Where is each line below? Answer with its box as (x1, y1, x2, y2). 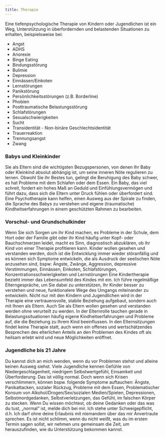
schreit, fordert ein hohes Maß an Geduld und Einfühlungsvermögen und (5, 185, 153, 191)
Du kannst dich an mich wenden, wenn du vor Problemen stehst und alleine (5, 358, 158, 364)
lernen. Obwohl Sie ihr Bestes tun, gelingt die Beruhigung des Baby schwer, (5, 174, 159, 180)
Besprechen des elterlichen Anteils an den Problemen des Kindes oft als (5, 329, 152, 335)
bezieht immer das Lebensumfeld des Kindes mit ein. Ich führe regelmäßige (5, 277, 159, 283)
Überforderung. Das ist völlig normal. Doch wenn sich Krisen (5, 374, 128, 380)
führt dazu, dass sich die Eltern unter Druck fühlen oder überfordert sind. (5, 190, 154, 196)
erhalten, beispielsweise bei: (5, 31, 63, 37)
